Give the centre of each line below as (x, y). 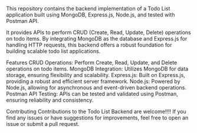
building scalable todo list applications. (53, 51)
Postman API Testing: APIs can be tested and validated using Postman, (92, 94)
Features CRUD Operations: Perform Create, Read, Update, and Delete (92, 62)
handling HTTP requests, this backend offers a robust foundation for (89, 45)
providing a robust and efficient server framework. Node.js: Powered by (93, 81)
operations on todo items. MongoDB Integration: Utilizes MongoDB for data (97, 69)
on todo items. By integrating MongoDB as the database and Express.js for (97, 39)
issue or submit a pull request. (43, 124)
